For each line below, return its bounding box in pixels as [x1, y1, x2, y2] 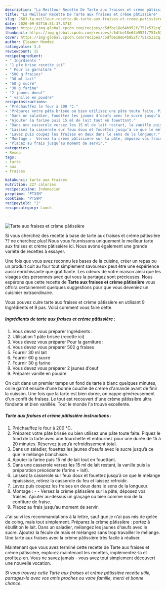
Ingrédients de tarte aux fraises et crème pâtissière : [5, 316, 116, 322]
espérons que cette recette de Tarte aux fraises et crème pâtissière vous [5, 279, 156, 285]
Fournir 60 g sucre [12, 355, 50, 361]
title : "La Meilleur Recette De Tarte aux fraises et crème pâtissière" [5, 12, 158, 17]
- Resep [5, 150, 21, 155]
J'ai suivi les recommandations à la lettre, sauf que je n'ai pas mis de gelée [5, 514, 158, 520]
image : [5, 26, 19, 31]
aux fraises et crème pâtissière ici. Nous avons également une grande [5, 243, 147, 249]
